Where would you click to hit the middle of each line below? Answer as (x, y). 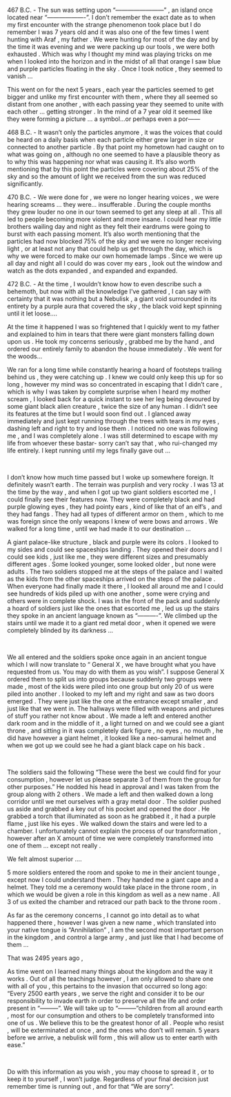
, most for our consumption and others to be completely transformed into (111, 1015)
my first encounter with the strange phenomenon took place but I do (104, 25)
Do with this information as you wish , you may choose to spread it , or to (111, 1072)
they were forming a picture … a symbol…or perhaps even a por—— (104, 119)
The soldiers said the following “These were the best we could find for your (114, 772)
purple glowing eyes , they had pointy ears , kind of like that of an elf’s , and (115, 507)
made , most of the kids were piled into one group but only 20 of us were (111, 686)
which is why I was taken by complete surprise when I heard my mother (109, 391)
